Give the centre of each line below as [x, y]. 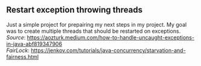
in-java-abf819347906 [34, 44]
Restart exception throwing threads [75, 10]
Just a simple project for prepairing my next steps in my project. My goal [97, 24]
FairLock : [18, 50]
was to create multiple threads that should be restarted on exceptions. [94, 31]
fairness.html [23, 56]
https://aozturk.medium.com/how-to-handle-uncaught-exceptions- [111, 37]
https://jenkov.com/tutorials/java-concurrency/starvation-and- [108, 50]
